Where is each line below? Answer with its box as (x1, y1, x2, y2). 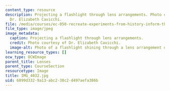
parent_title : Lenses (5, 59, 51, 64)
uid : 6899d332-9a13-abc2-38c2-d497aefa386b (5, 78, 99, 83)
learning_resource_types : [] (5, 50, 67, 55)
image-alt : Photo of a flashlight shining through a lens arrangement (10, 45, 162, 50)
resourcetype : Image (5, 69, 49, 74)
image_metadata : (5, 31, 39, 36)
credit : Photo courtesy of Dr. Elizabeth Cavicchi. (10, 40, 121, 45)
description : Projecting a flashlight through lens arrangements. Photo (5, 12, 162, 17)
